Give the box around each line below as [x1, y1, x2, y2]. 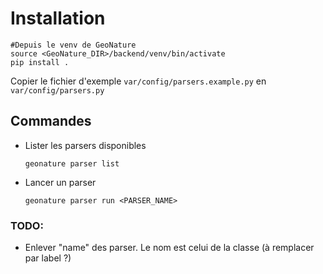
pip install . [10, 57, 70, 67]
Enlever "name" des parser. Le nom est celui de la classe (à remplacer [24, 242, 315, 254]
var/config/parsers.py [10, 85, 105, 96]
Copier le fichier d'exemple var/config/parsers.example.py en [10, 75, 267, 87]
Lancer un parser [24, 176, 97, 188]
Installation [10, 7, 106, 30]
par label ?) [24, 252, 72, 264]
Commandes [10, 113, 92, 130]
